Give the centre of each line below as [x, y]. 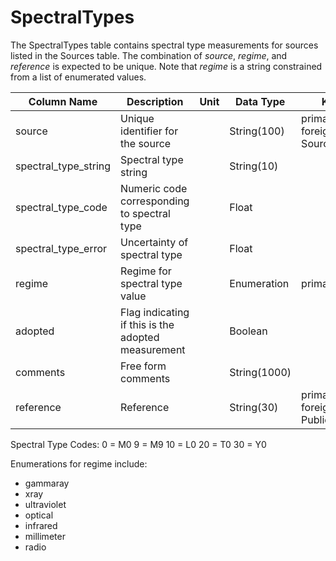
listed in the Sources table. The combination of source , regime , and [149, 55]
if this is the [147, 324]
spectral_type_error [61, 248]
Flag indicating [155, 312]
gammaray [47, 483]
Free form [143, 366]
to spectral [145, 213]
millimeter [45, 536]
